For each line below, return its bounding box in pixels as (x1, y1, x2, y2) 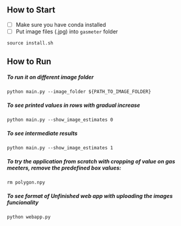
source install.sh (7, 39, 53, 46)
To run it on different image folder (7, 73, 94, 81)
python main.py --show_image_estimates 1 (7, 145, 114, 151)
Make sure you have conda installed (15, 21, 106, 28)
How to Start (7, 5, 55, 15)
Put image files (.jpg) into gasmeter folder (15, 27, 118, 35)
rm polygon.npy (7, 179, 46, 186)
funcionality (7, 199, 39, 206)
